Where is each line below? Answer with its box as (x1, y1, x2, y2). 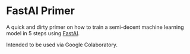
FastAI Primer (6, 4, 75, 18)
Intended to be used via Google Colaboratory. (6, 41, 118, 48)
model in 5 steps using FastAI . (6, 29, 80, 36)
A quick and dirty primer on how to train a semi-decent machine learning (6, 23, 184, 31)
